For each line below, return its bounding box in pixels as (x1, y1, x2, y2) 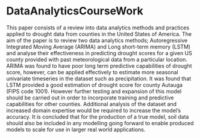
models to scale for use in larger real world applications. (6, 126, 146, 133)
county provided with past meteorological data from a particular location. (6, 56, 188, 63)
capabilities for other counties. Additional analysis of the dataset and (6, 100, 177, 107)
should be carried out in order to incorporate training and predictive (6, 94, 174, 101)
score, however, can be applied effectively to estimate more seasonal (6, 68, 179, 75)
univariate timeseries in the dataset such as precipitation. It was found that (6, 75, 192, 82)
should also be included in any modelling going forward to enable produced (6, 119, 194, 126)
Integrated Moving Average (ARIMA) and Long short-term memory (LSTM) (6, 43, 191, 50)
